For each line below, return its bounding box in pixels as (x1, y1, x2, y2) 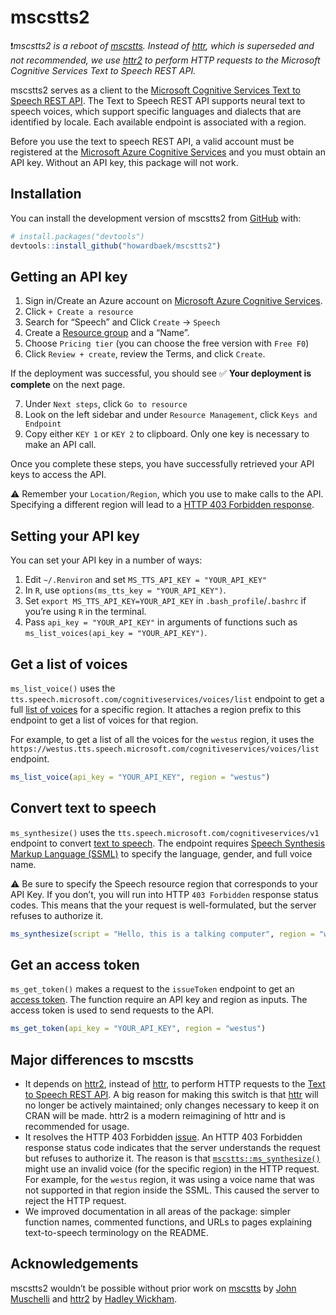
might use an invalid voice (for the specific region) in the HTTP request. (24, 1163, 320, 1175)
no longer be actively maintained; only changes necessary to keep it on (24, 1099, 320, 1111)
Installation (10, 186, 82, 203)
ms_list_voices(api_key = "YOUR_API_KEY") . (24, 627, 208, 639)
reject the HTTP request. (24, 1195, 127, 1206)
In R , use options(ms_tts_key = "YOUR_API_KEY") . (24, 584, 227, 596)
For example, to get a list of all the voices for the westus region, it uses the (10, 733, 315, 745)
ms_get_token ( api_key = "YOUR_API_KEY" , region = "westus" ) (10, 1024, 267, 1034)
